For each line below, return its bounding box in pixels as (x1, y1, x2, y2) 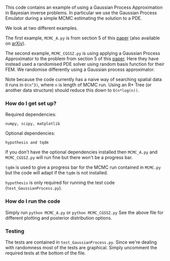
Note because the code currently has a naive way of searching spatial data (5, 76, 162, 82)
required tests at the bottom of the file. (5, 250, 86, 256)
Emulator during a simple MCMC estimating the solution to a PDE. (5, 15, 142, 21)
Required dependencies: (5, 112, 57, 118)
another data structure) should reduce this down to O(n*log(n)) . (5, 87, 140, 93)
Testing (5, 227, 24, 234)
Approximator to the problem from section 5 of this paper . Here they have (5, 56, 159, 62)
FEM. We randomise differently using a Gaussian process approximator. (5, 66, 155, 72)
